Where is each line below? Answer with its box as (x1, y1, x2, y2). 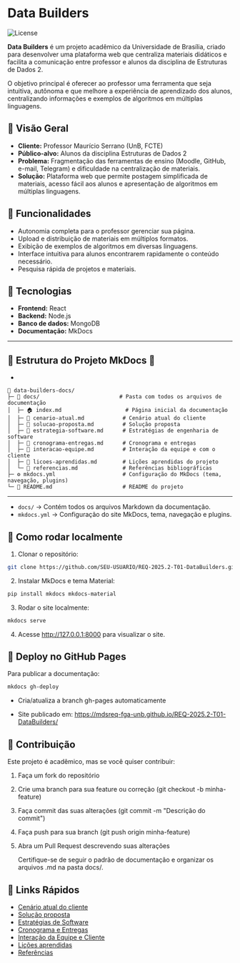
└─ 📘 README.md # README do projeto (7, 483, 184, 490)
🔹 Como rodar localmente (7, 530, 123, 543)
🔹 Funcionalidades (7, 208, 91, 220)
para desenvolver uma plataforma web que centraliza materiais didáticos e (7, 50, 227, 59)
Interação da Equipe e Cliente (17, 933, 105, 942)
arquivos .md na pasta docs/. (17, 863, 104, 872)
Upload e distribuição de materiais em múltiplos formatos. (17, 234, 189, 243)
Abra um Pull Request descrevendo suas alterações (17, 842, 170, 850)
